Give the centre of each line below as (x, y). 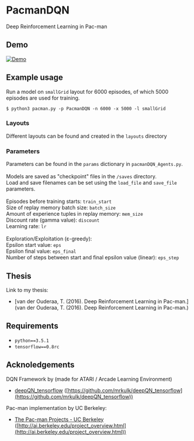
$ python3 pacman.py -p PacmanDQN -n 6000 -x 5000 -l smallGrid (86, 108)
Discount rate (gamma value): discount (53, 220)
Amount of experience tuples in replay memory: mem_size (75, 214)
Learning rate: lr (26, 226)
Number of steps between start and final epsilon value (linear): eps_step (93, 257)
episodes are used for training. (43, 98)
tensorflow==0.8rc (37, 347)
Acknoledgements (40, 365)
